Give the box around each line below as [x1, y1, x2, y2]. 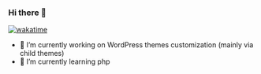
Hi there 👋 [8, 7, 47, 18]
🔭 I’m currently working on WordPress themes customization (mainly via [19, 40, 254, 50]
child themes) [19, 49, 65, 58]
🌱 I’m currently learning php [19, 57, 110, 66]
